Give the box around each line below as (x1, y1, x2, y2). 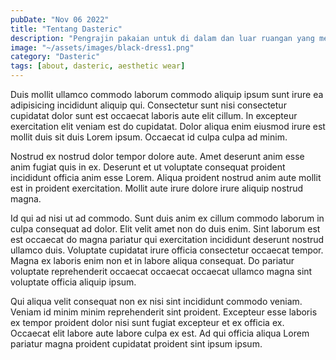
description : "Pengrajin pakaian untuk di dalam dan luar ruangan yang (10, 33, 315, 43)
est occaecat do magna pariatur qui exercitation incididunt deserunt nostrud (10, 234, 325, 245)
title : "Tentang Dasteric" (10, 24, 123, 34)
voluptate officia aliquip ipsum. (10, 276, 137, 288)
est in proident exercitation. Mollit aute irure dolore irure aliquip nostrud (10, 182, 304, 194)
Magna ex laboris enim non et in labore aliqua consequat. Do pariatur (10, 255, 295, 266)
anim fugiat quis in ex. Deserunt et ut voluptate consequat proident (10, 161, 286, 173)
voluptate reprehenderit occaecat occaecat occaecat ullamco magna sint (10, 266, 313, 277)
